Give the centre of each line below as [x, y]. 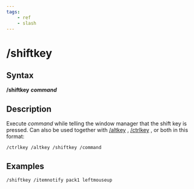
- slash [27, 23]
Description [29, 109]
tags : [13, 12]
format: [15, 136]
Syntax [20, 75]
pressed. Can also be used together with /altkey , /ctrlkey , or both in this [97, 130]
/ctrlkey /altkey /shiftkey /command [54, 148]
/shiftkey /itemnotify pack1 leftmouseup [59, 180]
